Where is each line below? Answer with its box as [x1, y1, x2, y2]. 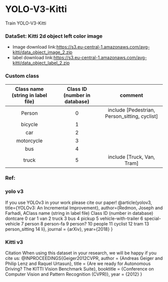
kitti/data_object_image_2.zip [12, 49, 72, 56]
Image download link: [12, 44, 56, 50]
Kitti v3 [5, 238, 23, 245]
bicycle [20, 121, 38, 128]
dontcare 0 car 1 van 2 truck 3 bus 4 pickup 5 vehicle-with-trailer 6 [5, 215, 143, 221]
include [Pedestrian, [107, 106, 155, 113]
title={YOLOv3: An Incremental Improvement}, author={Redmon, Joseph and [5, 204, 163, 211]
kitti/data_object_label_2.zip [12, 60, 70, 66]
